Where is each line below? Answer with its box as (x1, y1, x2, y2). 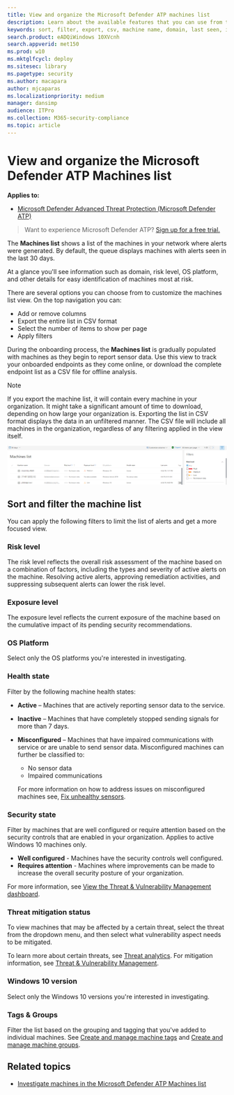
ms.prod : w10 (7, 48, 45, 55)
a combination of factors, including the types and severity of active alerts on (7, 565, 226, 573)
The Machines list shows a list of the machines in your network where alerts (7, 238, 227, 248)
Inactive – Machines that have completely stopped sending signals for (17, 714, 219, 723)
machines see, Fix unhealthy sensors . (17, 792, 126, 801)
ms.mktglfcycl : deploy (7, 56, 73, 63)
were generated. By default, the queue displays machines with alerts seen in (7, 246, 226, 255)
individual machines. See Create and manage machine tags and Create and (7, 1033, 224, 1041)
